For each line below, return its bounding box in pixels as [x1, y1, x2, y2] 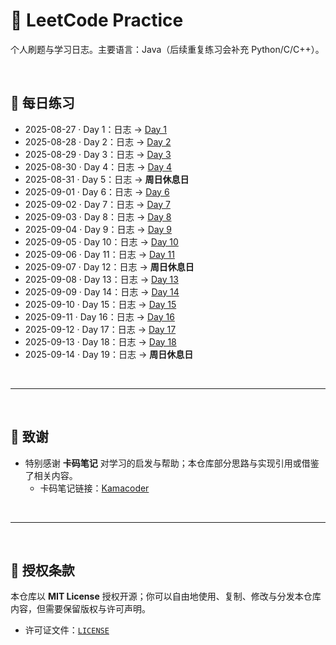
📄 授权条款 [10, 562, 75, 579]
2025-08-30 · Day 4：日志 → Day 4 [24, 160, 173, 173]
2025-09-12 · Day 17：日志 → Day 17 [24, 323, 177, 335]
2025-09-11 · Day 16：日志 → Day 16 [24, 310, 175, 323]
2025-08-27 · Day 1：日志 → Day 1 [24, 123, 168, 135]
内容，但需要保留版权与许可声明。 [10, 603, 151, 615]
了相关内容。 [24, 469, 78, 481]
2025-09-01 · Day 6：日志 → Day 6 [24, 185, 170, 198]
